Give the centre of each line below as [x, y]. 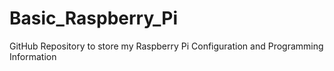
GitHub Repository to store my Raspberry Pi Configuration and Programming [166, 46]
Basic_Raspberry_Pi [94, 18]
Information [33, 56]
